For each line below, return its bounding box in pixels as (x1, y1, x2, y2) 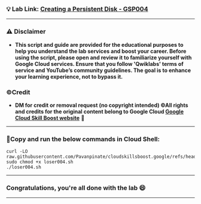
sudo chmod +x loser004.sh (6, 159, 74, 165)
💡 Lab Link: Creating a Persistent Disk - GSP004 (6, 5, 148, 13)
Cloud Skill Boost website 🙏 (14, 114, 85, 121)
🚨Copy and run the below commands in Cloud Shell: (6, 134, 160, 143)
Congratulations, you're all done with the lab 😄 (6, 184, 146, 192)
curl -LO (6, 149, 28, 155)
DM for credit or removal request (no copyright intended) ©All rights (14, 101, 188, 109)
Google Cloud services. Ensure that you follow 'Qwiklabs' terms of (14, 60, 184, 67)
